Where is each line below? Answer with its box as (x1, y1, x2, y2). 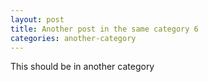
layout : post (10, 14, 65, 25)
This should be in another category (10, 61, 155, 73)
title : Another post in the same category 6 (10, 24, 199, 34)
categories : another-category (10, 33, 137, 43)
